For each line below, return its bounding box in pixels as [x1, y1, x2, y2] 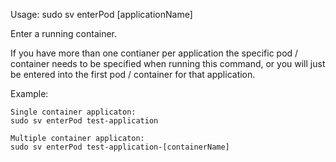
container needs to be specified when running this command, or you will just [10, 58, 326, 69]
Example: [10, 88, 49, 99]
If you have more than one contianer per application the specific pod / [10, 47, 299, 59]
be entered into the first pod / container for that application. [10, 69, 256, 80]
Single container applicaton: [10, 107, 137, 117]
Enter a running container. [10, 28, 118, 39]
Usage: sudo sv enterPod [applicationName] [10, 9, 193, 20]
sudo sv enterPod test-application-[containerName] [10, 142, 230, 152]
